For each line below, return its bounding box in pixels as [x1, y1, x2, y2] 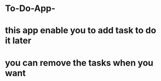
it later [5, 35, 32, 46]
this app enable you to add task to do [5, 25, 157, 36]
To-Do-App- [5, 3, 56, 14]
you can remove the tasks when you [5, 57, 154, 68]
